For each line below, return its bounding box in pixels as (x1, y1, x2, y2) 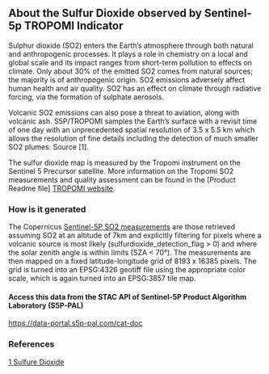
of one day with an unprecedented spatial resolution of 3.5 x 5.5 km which (8, 124, 255, 134)
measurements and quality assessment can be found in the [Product (8, 174, 236, 184)
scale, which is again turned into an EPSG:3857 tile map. (8, 274, 196, 284)
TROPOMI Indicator (23, 19, 124, 33)
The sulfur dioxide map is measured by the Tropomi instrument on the (8, 158, 241, 167)
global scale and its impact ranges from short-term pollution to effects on (8, 57, 253, 67)
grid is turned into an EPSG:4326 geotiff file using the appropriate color (8, 265, 246, 275)
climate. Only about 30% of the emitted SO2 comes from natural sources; (8, 66, 253, 76)
